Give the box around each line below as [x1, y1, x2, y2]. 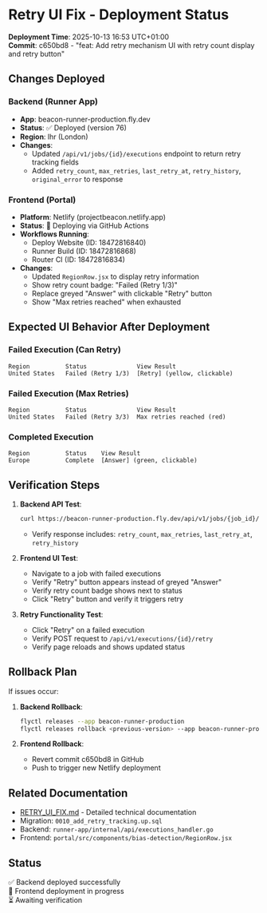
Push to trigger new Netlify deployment [31, 763, 161, 772]
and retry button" [8, 49, 65, 58]
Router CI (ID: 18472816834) [31, 254, 126, 264]
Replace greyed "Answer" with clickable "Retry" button [31, 288, 213, 298]
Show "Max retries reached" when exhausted [31, 297, 182, 307]
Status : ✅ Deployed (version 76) [19, 122, 128, 133]
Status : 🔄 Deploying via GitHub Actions [19, 220, 149, 230]
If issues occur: [8, 686, 59, 696]
